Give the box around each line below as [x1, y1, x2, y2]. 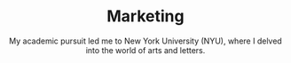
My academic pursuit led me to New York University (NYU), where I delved [9, 35, 282, 46]
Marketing [106, 6, 185, 27]
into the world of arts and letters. [85, 44, 206, 55]
